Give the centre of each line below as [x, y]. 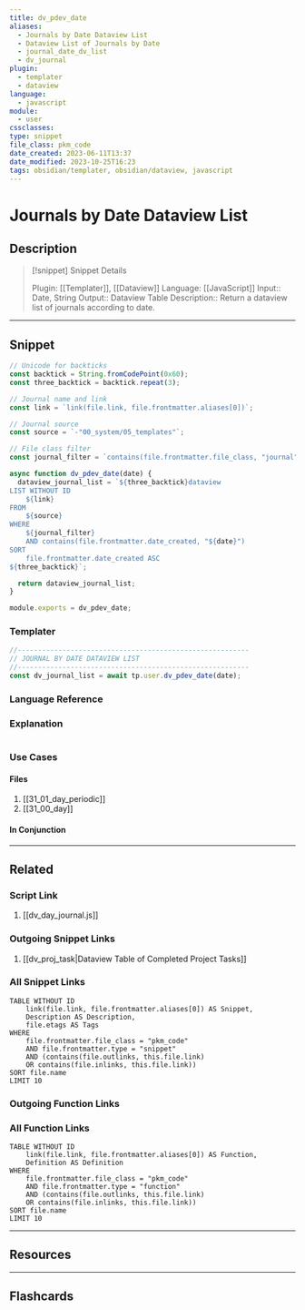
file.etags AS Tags [63, 1025]
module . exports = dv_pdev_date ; [70, 608]
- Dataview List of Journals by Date [89, 43]
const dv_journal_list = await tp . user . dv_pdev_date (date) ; [126, 676]
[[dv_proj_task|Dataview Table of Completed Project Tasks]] [134, 959]
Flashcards [42, 1297]
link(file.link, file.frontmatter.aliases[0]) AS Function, [142, 1155]
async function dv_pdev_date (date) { [81, 474]
